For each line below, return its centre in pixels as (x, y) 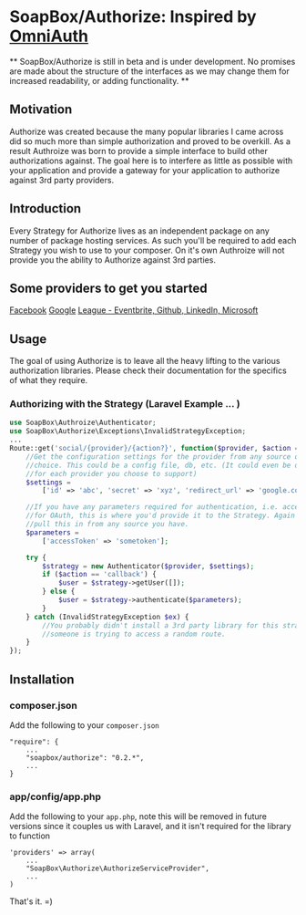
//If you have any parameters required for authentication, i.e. (153, 507)
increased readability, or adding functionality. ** (99, 80)
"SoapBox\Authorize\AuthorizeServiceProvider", (117, 868)
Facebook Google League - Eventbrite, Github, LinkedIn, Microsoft (134, 310)
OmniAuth (49, 36)
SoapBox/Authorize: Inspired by (133, 17)
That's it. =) (31, 901)
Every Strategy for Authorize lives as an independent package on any (140, 231)
